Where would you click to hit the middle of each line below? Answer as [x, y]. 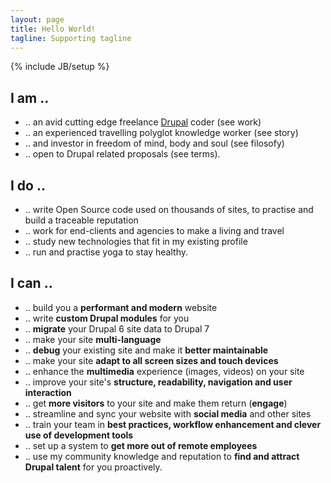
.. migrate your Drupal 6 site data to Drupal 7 [117, 328]
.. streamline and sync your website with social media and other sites [168, 413]
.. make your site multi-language [93, 339]
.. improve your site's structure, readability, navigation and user [158, 382]
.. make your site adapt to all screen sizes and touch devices [151, 360]
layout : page [37, 19]
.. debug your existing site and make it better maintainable [146, 350]
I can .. [31, 283]
